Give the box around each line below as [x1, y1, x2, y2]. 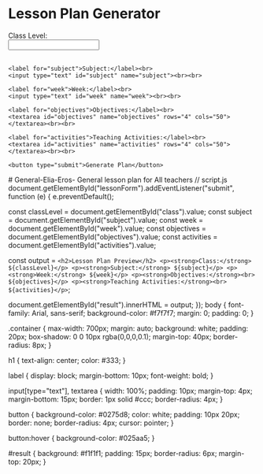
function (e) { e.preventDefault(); [8, 191, 114, 201]
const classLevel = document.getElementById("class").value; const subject [8, 206, 252, 217]
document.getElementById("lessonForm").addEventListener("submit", [8, 183, 235, 193]
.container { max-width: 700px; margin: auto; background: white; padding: [8, 324, 249, 333]
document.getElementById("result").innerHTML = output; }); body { [8, 300, 227, 309]
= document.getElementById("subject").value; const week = [8, 215, 204, 224]
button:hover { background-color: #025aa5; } [8, 433, 155, 443]
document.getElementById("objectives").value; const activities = [8, 231, 218, 241]
